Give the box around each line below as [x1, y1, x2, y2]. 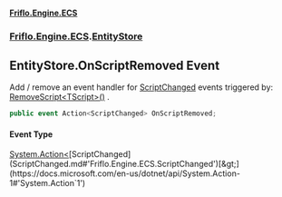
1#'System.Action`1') [9, 178, 86, 189]
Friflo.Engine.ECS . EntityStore [9, 30, 143, 43]
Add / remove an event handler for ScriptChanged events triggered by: [9, 82, 274, 93]
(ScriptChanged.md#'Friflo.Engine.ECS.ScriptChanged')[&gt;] [9, 159, 240, 170]
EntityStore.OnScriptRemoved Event [9, 57, 220, 73]
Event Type [9, 128, 53, 140]
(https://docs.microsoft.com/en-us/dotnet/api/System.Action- [9, 168, 240, 179]
